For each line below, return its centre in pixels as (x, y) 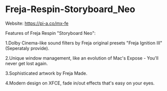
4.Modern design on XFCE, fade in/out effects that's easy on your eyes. (80, 83)
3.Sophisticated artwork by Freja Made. (46, 73)
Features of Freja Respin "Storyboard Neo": (51, 33)
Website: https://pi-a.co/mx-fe (37, 23)
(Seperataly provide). (27, 48)
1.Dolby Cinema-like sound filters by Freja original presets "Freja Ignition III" (84, 43)
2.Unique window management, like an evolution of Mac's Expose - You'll (82, 58)
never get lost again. (27, 63)
